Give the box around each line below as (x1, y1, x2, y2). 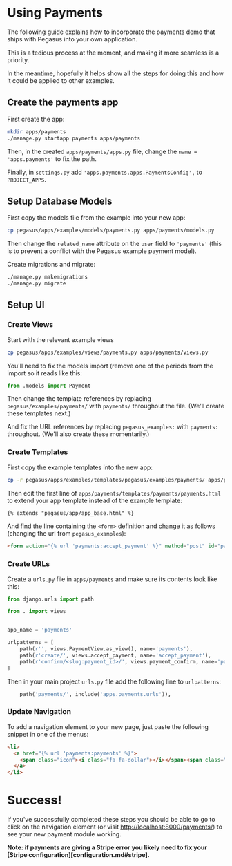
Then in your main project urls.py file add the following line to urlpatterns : (7, 677, 222, 686)
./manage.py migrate (7, 280, 67, 288)
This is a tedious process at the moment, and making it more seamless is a (7, 48, 220, 57)
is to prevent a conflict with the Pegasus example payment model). (7, 247, 197, 255)
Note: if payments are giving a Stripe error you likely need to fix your (7, 843, 208, 851)
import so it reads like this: (7, 368, 83, 377)
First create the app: (7, 115, 65, 123)
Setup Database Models (7, 195, 113, 207)
